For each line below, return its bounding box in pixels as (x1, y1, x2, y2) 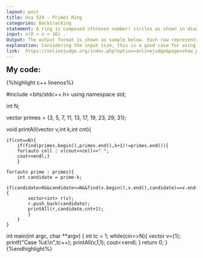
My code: (6, 64, 41, 74)
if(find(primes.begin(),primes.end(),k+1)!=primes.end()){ (17, 142, 169, 148)
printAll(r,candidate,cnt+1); (28, 206, 104, 212)
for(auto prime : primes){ (6, 169, 74, 175)
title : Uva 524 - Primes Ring (6, 14, 83, 20)
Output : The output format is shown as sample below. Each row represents (6, 37, 199, 43)
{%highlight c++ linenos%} (6, 79, 74, 86)
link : (6, 48, 20, 54)
